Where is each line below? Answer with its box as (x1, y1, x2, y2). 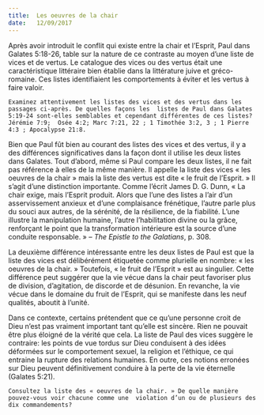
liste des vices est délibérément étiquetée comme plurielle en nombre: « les (8, 255, 255, 265)
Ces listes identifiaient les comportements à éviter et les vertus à (38, 74, 249, 84)
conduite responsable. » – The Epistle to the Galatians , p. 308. (8, 232, 212, 241)
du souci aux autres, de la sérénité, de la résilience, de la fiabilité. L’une (8, 206, 240, 216)
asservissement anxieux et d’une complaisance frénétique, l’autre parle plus (8, 198, 256, 208)
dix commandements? (8, 401, 73, 409)
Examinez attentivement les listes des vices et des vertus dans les (8, 98, 243, 106)
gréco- (210, 66, 234, 75)
